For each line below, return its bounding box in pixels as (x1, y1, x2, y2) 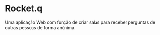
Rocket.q (5, 3, 43, 14)
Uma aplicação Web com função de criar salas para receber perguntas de (5, 19, 156, 25)
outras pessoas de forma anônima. (5, 24, 76, 30)
